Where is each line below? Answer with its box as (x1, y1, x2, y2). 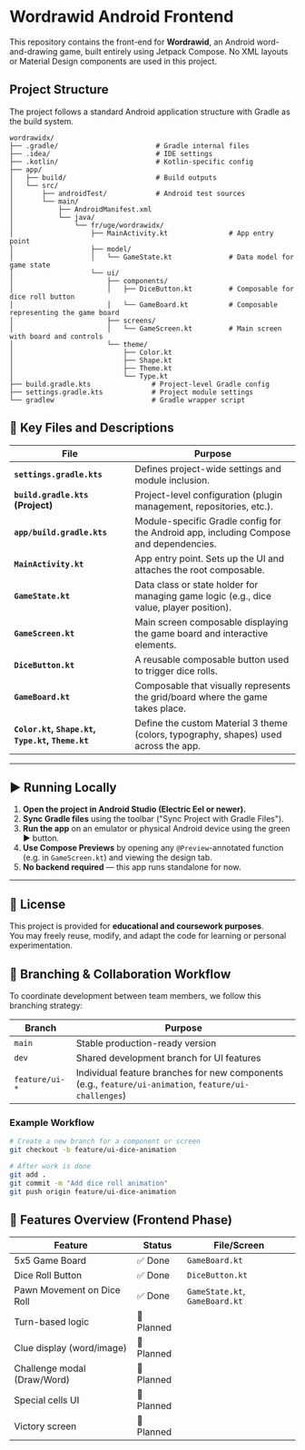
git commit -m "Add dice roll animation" (9, 1179, 169, 1188)
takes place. (134, 702, 186, 715)
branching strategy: (9, 1001, 84, 1011)
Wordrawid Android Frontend (9, 6, 234, 27)
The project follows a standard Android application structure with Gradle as (9, 106, 290, 117)
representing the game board (9, 308, 120, 317)
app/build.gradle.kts (14, 527, 107, 538)
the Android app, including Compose (134, 526, 291, 538)
